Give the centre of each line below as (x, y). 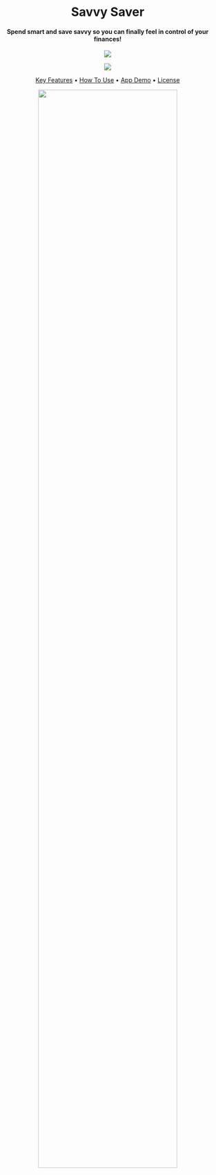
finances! (108, 39)
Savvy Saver (108, 12)
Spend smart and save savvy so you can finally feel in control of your (108, 31)
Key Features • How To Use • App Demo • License (108, 80)
